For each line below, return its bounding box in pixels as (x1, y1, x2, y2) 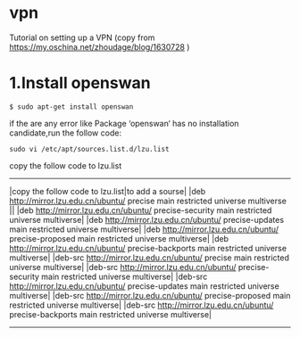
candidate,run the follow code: (9, 127, 122, 138)
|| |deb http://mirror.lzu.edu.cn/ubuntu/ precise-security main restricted (9, 204, 272, 216)
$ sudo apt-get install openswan (9, 102, 134, 111)
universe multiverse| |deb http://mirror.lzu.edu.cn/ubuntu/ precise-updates (9, 214, 284, 225)
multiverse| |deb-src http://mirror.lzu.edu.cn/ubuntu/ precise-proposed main (9, 290, 291, 300)
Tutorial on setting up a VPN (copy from (9, 32, 155, 43)
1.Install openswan (9, 73, 151, 94)
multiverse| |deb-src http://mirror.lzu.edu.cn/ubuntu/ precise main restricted (9, 252, 290, 263)
